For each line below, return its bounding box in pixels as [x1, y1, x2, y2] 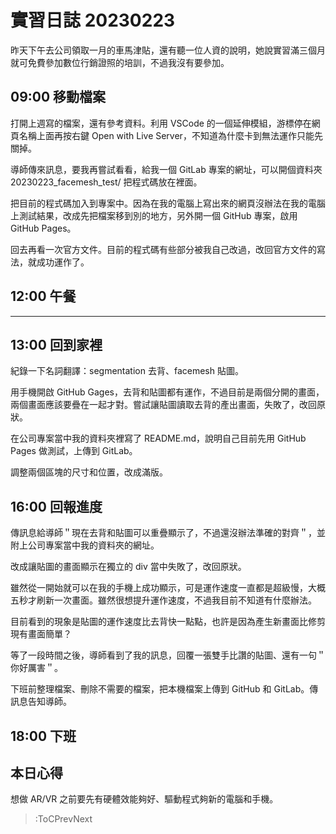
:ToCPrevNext [34, 813, 93, 825]
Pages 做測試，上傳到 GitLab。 [10, 445, 138, 457]
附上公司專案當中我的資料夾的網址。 [10, 539, 160, 551]
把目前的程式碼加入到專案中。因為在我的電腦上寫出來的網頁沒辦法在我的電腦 [10, 197, 326, 209]
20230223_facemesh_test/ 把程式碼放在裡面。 [10, 176, 203, 188]
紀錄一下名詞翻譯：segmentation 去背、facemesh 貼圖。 [10, 365, 244, 377]
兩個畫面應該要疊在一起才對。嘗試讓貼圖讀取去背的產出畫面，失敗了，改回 [10, 399, 317, 411]
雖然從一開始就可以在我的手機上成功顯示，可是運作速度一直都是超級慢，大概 [10, 582, 326, 594]
